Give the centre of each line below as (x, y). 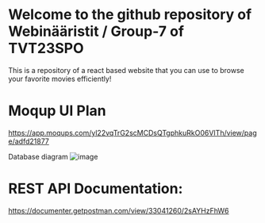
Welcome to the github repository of (130, 15)
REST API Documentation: (96, 189)
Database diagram (38, 156)
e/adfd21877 (29, 141)
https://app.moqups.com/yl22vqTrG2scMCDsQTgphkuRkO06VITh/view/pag (133, 133)
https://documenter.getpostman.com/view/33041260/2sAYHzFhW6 (119, 210)
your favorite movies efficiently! (60, 79)
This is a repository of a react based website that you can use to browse (126, 70)
